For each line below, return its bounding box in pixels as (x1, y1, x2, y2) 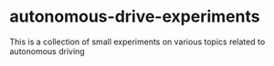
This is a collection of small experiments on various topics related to (9, 36, 266, 47)
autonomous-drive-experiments (9, 6, 260, 27)
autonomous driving (9, 45, 85, 56)
